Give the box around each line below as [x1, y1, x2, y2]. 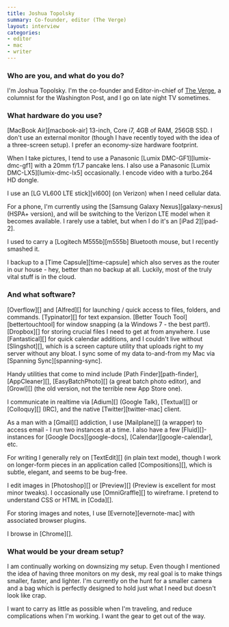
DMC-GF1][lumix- [161, 154, 211, 162]
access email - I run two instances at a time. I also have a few [7, 426, 180, 434]
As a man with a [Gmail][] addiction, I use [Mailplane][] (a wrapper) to [7, 418, 203, 426]
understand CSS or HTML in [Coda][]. [7, 495, 114, 504]
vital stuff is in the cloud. [7, 273, 77, 281]
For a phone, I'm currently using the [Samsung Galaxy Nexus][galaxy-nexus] [7, 203, 223, 211]
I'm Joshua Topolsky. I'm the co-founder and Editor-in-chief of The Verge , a [7, 86, 221, 95]
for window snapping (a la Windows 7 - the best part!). [56, 320, 211, 328]
